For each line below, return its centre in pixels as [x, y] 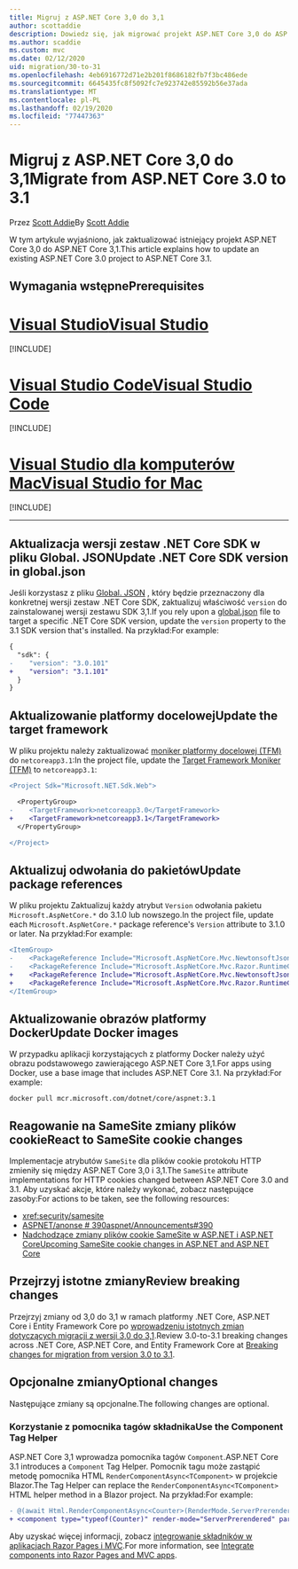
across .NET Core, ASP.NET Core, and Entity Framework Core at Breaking [144, 1345]
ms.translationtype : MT [53, 91]
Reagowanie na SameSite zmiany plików [123, 1126]
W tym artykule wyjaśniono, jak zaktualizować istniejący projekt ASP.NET [143, 239]
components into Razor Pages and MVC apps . [93, 1555]
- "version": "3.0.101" [59, 663]
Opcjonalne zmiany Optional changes [114, 1382]
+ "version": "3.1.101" [59, 671]
